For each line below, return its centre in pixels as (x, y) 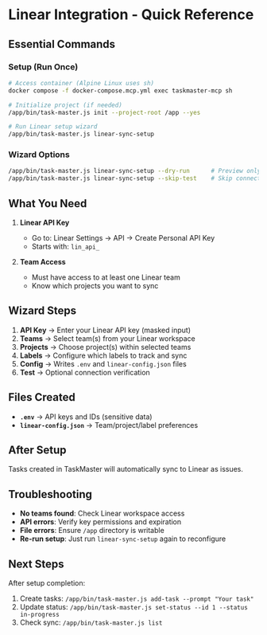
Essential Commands (62, 44)
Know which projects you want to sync (95, 285)
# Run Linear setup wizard (53, 127)
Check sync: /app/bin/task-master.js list (91, 622)
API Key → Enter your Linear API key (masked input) (105, 330)
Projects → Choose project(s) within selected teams (105, 347)
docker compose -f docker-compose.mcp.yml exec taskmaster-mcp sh (120, 90)
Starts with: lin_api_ (66, 246)
